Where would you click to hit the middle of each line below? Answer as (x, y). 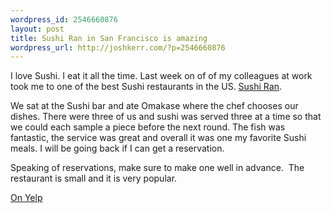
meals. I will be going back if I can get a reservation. (117, 148)
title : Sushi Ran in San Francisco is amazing (109, 38)
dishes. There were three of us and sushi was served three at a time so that (166, 117)
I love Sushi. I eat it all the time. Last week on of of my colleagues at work (161, 76)
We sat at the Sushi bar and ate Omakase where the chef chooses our (154, 106)
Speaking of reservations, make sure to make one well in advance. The (157, 168)
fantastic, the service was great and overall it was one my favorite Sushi (158, 138)
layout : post (37, 29)
